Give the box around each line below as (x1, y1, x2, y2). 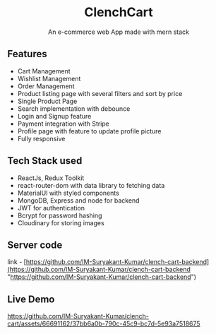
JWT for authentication (17, 203, 85, 212)
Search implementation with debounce (17, 104, 131, 113)
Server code (7, 239, 63, 251)
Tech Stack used (7, 155, 83, 167)
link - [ (7, 258, 27, 266)
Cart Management (17, 66, 71, 75)
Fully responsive (17, 134, 66, 143)
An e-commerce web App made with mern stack (48, 28, 189, 36)
